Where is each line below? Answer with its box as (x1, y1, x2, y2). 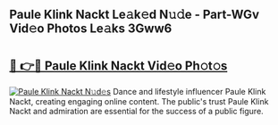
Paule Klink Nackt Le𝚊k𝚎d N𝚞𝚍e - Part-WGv (9, 7, 259, 22)
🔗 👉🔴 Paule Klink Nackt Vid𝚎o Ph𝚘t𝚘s (9, 58, 228, 73)
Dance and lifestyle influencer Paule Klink (113, 87, 266, 96)
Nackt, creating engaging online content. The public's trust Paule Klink (9, 96, 269, 106)
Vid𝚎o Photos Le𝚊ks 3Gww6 (9, 21, 173, 37)
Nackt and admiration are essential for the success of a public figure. (9, 106, 264, 116)
